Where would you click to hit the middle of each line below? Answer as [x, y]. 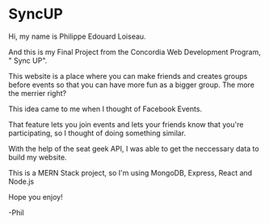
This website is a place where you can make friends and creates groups [128, 76]
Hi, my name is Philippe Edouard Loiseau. [78, 36]
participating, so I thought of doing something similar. [97, 133]
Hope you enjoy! [36, 197]
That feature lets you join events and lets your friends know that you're [126, 124]
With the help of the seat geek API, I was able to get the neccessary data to [134, 148]
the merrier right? [38, 93]
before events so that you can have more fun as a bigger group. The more [131, 85]
